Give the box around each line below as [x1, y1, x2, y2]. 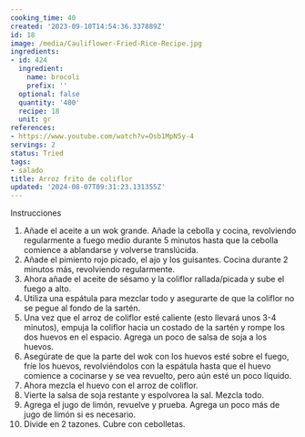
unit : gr [18, 115, 52, 124]
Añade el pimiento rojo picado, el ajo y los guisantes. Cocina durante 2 [23, 254, 289, 265]
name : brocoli [26, 73, 80, 82]
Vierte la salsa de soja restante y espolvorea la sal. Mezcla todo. [23, 390, 265, 401]
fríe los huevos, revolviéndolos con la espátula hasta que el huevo [23, 361, 271, 371]
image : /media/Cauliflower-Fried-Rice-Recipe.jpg [10, 38, 203, 48]
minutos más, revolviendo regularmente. [23, 264, 176, 275]
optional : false [18, 89, 80, 98]
